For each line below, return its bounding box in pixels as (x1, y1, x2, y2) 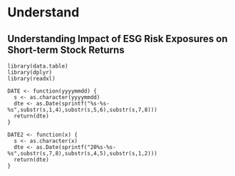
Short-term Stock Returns (7, 43, 125, 56)
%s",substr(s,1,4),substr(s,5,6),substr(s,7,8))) (7, 106, 158, 113)
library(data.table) (7, 63, 69, 70)
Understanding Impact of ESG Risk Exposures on (7, 33, 228, 45)
